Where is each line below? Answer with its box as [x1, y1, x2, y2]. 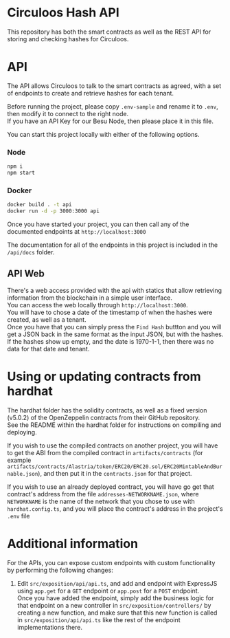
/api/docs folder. [7, 247, 55, 256]
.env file [7, 511, 30, 520]
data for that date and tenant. [7, 344, 90, 353]
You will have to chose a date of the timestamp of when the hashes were [7, 308, 213, 316]
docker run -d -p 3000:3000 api [7, 208, 100, 214]
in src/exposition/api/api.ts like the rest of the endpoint [16, 615, 181, 624]
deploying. [7, 428, 37, 436]
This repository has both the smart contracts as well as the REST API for [7, 27, 211, 36]
